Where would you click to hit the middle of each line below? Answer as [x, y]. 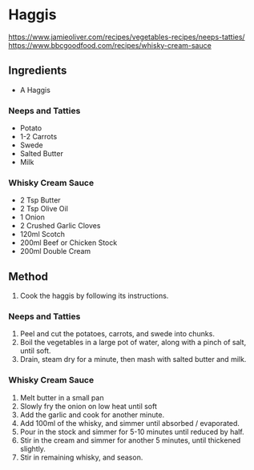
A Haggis [35, 90]
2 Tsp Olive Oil [44, 209]
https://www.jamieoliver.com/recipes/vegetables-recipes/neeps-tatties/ [127, 37]
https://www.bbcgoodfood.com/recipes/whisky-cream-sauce [110, 45]
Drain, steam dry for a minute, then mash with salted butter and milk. [133, 360]
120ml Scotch [42, 235]
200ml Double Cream [55, 251]
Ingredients [38, 71]
